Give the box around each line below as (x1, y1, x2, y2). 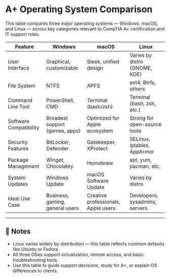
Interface (8, 64, 29, 72)
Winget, (46, 156, 65, 163)
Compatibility (8, 124, 39, 131)
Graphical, (46, 58, 71, 65)
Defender (46, 145, 69, 152)
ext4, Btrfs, (130, 79, 156, 86)
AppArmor (130, 148, 154, 155)
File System (8, 82, 35, 89)
